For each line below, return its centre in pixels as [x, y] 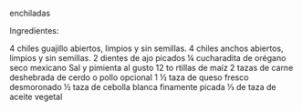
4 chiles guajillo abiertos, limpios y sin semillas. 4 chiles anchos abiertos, [146, 48]
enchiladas [30, 13]
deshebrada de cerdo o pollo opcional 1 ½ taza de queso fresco [129, 77]
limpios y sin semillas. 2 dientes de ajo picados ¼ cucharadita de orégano [148, 58]
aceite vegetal [36, 96]
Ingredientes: [34, 30]
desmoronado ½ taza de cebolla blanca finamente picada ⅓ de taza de [143, 87]
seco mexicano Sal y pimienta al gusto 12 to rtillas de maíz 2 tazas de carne [151, 68]
